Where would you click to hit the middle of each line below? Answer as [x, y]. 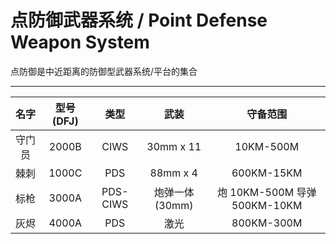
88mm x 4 [173, 173]
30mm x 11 [174, 146]
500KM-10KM [267, 205]
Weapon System [80, 42]
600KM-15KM [267, 173]
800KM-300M [267, 223]
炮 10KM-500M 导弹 [266, 192]
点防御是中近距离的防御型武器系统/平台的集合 [104, 71]
